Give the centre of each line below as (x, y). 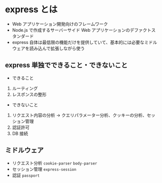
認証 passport (26, 175)
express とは (31, 10)
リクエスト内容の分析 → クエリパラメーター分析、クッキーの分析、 (80, 115)
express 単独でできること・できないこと (66, 65)
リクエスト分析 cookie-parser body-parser (55, 163)
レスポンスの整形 (29, 94)
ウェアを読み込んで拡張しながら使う (49, 48)
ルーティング (25, 88)
